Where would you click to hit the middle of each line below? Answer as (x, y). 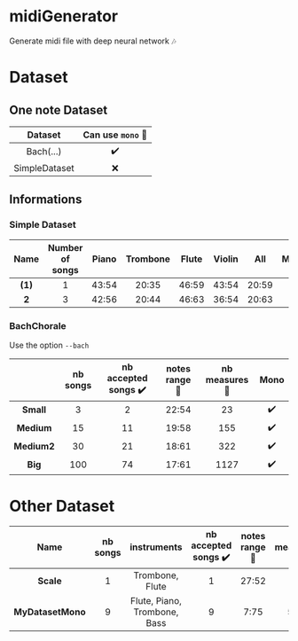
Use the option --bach (49, 345)
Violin (226, 259)
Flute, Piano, (156, 600)
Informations (46, 200)
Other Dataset (62, 506)
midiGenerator (64, 16)
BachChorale (38, 325)
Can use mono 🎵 (115, 135)
